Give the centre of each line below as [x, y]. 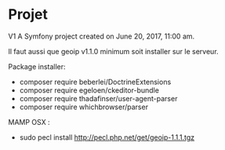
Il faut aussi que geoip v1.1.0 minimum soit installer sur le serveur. [113, 51]
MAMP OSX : [29, 122]
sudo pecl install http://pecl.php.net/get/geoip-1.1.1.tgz [107, 137]
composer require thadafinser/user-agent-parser [98, 98]
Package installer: [37, 66]
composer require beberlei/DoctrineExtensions [95, 82]
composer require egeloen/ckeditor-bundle [89, 90]
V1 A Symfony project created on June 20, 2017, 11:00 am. [102, 36]
